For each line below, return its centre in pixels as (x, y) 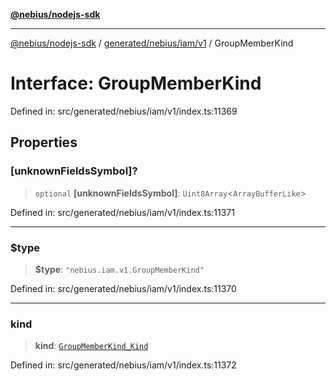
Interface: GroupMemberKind (136, 83)
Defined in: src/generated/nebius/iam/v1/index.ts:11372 (123, 365)
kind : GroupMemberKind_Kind (91, 346)
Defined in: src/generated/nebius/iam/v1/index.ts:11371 (122, 212)
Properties (44, 142)
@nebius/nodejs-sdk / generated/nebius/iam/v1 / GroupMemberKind (152, 43)
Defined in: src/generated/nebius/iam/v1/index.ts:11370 (123, 288)
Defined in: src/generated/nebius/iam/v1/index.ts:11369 (124, 111)
